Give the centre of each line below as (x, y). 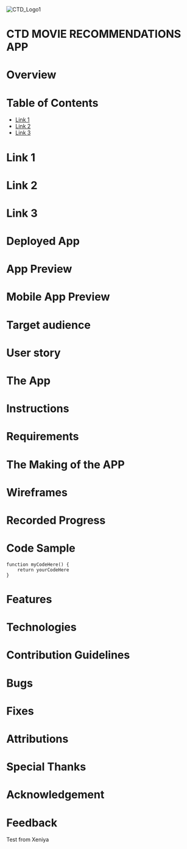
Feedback (32, 822)
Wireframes (37, 492)
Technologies (42, 627)
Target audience (49, 325)
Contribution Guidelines (68, 655)
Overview (31, 75)
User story (34, 352)
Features (29, 600)
